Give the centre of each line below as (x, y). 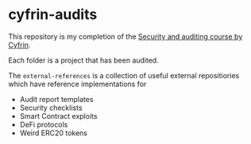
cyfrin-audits (53, 15)
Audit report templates (56, 99)
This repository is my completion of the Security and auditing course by (125, 36)
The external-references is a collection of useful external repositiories (124, 75)
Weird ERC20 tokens (53, 133)
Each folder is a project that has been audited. (83, 60)
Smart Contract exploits (58, 116)
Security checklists (51, 108)
